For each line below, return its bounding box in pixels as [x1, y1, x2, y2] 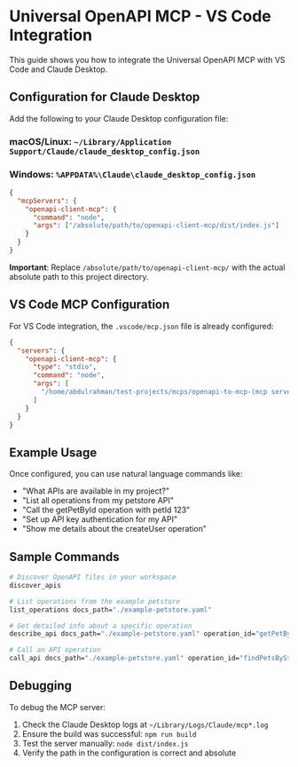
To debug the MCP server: [9, 701, 106, 712]
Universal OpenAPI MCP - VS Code [9, 6, 272, 27]
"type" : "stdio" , [32, 362, 98, 372]
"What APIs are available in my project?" [21, 486, 170, 496]
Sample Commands [9, 549, 120, 565]
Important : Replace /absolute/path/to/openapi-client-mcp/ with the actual [9, 262, 286, 273]
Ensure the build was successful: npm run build [21, 728, 197, 739]
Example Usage [9, 445, 98, 460]
